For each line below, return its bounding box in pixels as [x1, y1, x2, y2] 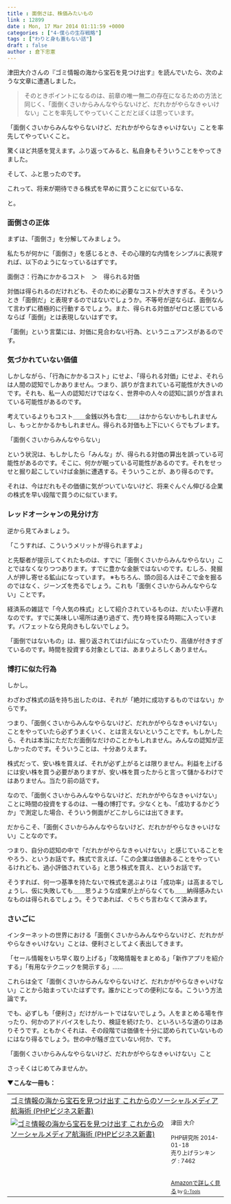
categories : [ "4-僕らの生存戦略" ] [7, 29, 102, 36]
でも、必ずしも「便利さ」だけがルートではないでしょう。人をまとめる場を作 [7, 1009, 223, 1018]
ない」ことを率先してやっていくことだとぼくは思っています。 [23, 108, 198, 117]
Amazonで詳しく [170, 1179, 215, 1187]
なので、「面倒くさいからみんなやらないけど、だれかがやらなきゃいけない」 [7, 791, 221, 799]
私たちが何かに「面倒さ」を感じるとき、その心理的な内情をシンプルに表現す [7, 249, 223, 258]
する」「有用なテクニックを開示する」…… [7, 963, 124, 971]
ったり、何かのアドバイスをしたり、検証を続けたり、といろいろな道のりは [7, 1018, 217, 1026]
